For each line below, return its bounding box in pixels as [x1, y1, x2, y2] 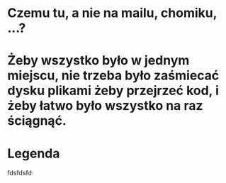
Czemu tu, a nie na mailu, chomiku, [7, 5, 217, 21]
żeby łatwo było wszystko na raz [7, 98, 203, 114]
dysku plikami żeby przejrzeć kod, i [7, 83, 220, 99]
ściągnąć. [7, 113, 67, 129]
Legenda [7, 145, 60, 161]
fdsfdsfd [7, 169, 32, 177]
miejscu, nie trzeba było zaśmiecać [7, 67, 220, 84]
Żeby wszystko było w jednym [7, 52, 190, 69]
